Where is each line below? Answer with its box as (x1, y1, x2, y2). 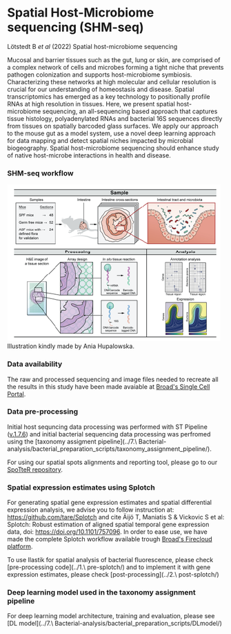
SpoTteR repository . (7, 465, 63, 474)
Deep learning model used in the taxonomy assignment (7, 588, 197, 597)
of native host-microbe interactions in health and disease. (7, 151, 171, 160)
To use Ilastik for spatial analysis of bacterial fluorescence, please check (7, 556, 214, 564)
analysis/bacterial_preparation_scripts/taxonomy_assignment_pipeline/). (7, 444, 212, 453)
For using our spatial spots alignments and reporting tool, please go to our (7, 458, 218, 466)
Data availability (7, 359, 63, 369)
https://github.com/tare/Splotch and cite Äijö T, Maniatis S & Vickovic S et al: (7, 513, 225, 521)
